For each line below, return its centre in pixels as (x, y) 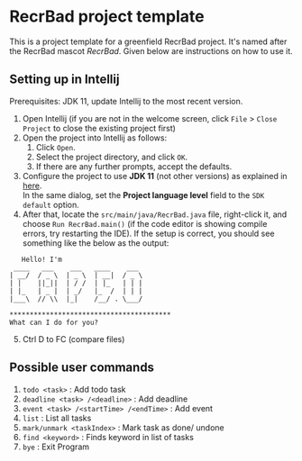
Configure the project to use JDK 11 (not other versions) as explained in (155, 176)
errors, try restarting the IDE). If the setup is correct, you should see (148, 233)
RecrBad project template (107, 17)
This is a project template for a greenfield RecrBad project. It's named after (148, 41)
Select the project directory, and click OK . (111, 157)
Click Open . (55, 147)
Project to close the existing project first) (99, 128)
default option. (50, 204)
